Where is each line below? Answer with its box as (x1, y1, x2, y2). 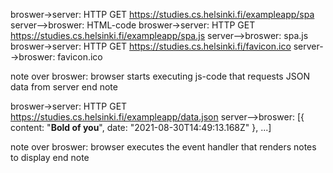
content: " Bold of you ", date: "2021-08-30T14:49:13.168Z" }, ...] (10, 122, 272, 133)
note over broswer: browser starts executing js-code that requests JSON (10, 70, 310, 82)
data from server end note (10, 81, 118, 93)
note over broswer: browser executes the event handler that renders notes (10, 141, 317, 153)
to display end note (10, 152, 90, 163)
